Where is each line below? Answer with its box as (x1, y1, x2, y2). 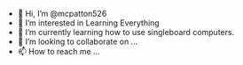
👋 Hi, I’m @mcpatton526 (17, 9, 107, 18)
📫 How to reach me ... (17, 47, 100, 56)
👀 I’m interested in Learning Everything (17, 18, 160, 28)
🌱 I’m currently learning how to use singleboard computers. (17, 27, 235, 37)
